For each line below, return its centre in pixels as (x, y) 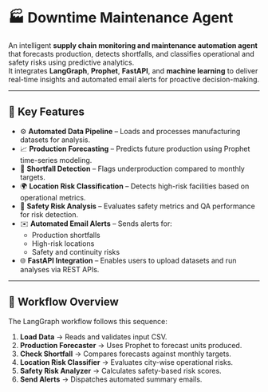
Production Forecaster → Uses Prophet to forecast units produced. (131, 345)
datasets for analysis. (55, 140)
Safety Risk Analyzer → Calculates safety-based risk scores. (120, 370)
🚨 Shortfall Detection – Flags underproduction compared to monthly (132, 168)
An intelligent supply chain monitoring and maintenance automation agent (133, 45)
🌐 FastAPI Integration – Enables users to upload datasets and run (128, 260)
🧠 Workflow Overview (64, 302)
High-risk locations (63, 244)
